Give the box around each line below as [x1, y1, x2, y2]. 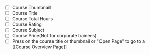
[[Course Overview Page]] [12, 44, 67, 50]
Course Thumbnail [12, 5, 51, 10]
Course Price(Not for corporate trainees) [12, 33, 97, 39]
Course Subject [12, 27, 45, 33]
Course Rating [12, 21, 42, 27]
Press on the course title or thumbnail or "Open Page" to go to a [12, 38, 145, 44]
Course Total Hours [12, 16, 53, 22]
